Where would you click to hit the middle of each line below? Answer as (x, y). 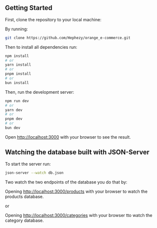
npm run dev (17, 101)
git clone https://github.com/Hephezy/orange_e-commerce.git (68, 38)
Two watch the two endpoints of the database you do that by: (66, 182)
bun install (17, 83)
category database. (24, 220)
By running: (16, 29)
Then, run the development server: (40, 92)
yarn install (18, 65)
